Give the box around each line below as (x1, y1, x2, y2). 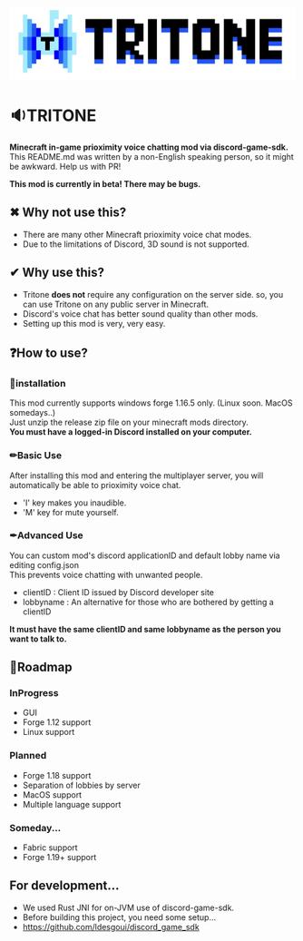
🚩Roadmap (9, 660, 73, 675)
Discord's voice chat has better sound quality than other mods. (22, 308, 259, 319)
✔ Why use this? (9, 265, 105, 280)
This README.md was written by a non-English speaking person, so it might (9, 151, 295, 162)
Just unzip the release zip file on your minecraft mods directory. (9, 417, 249, 428)
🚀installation (9, 377, 66, 389)
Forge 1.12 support (22, 717, 92, 728)
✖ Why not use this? (9, 205, 127, 221)
